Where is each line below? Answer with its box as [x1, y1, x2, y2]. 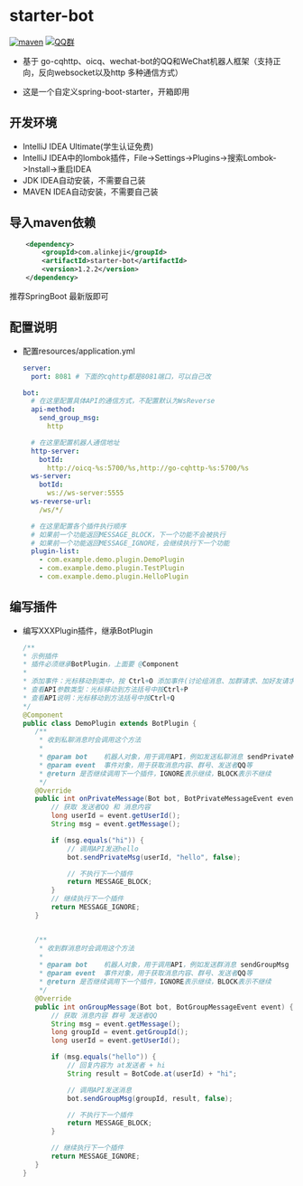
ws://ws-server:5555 [46, 489, 124, 498]
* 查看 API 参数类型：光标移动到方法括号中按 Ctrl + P [22, 685, 188, 694]
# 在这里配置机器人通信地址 [31, 438, 120, 447]
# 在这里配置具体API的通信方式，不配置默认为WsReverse [31, 397, 216, 406]
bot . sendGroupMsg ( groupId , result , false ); [67, 1094, 234, 1103]
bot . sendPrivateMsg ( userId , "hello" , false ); [67, 852, 242, 861]
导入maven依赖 [9, 215, 96, 231]
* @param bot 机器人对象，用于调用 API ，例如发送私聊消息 [39, 752, 243, 762]
